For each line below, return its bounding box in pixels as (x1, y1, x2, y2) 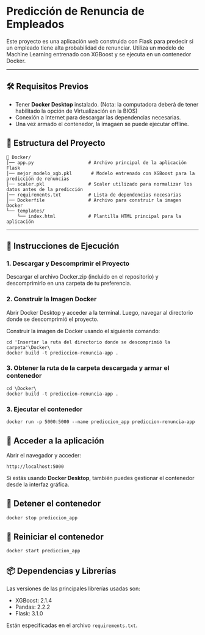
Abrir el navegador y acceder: (6, 451, 81, 459)
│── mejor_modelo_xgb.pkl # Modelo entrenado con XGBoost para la (6, 170, 195, 176)
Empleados (6, 17, 65, 31)
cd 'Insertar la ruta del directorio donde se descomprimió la (6, 339, 171, 345)
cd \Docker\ (6, 385, 37, 391)
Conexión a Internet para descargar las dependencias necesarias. (15, 113, 181, 121)
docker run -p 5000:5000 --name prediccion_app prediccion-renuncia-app (6, 419, 195, 425)
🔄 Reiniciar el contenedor (6, 532, 104, 543)
